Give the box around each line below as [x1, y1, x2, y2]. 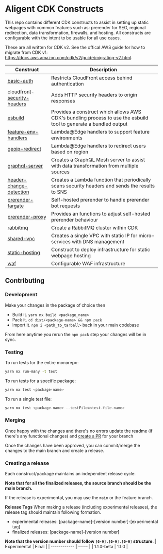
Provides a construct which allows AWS [51, 108, 142, 115]
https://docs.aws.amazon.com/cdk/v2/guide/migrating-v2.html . [5, 54, 132, 60]
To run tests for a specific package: [5, 378, 76, 384]
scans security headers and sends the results [51, 182, 155, 189]
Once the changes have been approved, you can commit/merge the [5, 442, 141, 448]
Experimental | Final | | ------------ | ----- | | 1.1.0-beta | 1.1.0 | [5, 544, 128, 550]
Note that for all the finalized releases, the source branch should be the [5, 480, 151, 486]
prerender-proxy [7, 213, 47, 220]
